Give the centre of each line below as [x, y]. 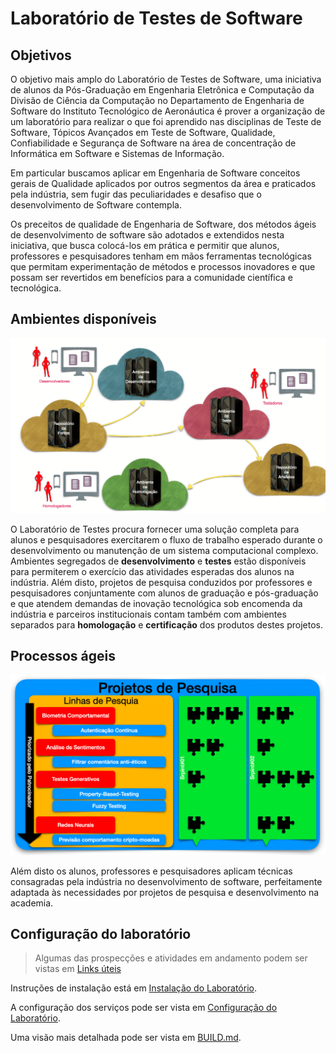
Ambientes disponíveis [83, 319]
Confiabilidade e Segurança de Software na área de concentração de [153, 143]
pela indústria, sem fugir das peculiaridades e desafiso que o [136, 194]
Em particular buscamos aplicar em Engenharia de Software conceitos [155, 173]
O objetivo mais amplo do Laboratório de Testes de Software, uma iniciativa [166, 79]
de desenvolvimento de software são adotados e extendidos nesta [147, 235]
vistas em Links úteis [78, 969]
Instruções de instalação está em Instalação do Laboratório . [133, 988]
